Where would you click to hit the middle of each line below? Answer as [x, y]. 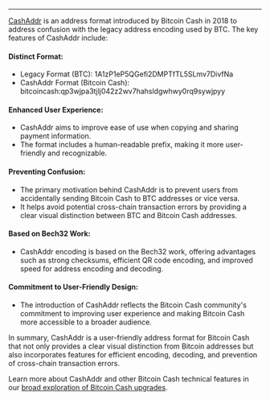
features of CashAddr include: [58, 38]
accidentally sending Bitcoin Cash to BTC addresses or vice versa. [130, 198]
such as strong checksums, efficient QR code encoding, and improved [136, 260]
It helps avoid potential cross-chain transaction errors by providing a [133, 207]
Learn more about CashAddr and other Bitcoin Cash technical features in [129, 379]
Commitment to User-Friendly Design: [74, 287]
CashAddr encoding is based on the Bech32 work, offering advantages [138, 251]
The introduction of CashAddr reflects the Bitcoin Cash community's [133, 305]
